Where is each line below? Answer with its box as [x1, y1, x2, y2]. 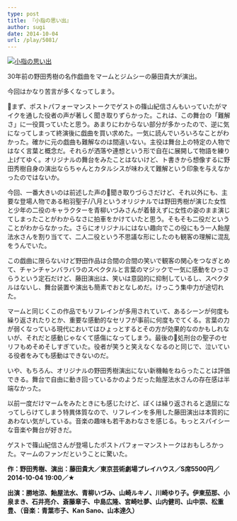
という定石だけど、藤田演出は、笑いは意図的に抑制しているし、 [19, 274, 205, 283]
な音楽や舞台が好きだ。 [7, 426, 76, 435]
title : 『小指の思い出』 [7, 17, 72, 24]
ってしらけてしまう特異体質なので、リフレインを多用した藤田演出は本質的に [7, 408, 230, 417]
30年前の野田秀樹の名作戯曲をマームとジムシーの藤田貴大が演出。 [7, 72, 202, 81]
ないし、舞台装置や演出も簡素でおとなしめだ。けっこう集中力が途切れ [19, 283, 224, 291]
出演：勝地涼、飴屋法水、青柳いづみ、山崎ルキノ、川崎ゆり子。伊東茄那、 [7, 488, 224, 497]
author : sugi [7, 23, 46, 30]
